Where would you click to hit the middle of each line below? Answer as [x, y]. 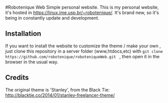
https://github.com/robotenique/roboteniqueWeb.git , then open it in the [82, 56]
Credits [17, 78]
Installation [23, 34]
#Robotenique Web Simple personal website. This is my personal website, [82, 7]
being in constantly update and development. [52, 18]
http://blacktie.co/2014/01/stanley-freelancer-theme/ [60, 95]
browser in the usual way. [32, 62]
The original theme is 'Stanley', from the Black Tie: [58, 89]
